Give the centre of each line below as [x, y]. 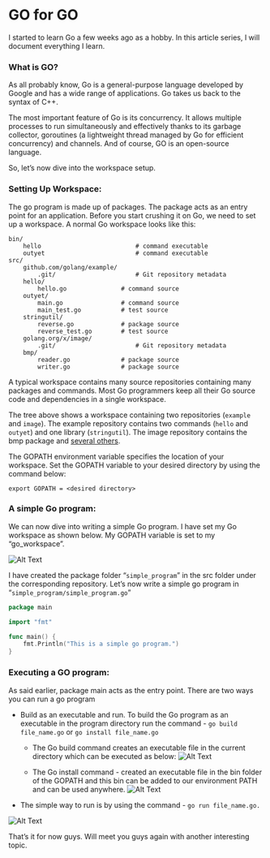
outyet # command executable [116, 253]
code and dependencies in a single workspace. [87, 399]
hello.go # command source [109, 289]
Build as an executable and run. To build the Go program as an [124, 714]
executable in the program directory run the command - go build [129, 723]
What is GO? [34, 67]
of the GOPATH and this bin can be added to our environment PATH [145, 780]
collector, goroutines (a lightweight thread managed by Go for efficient [126, 135]
